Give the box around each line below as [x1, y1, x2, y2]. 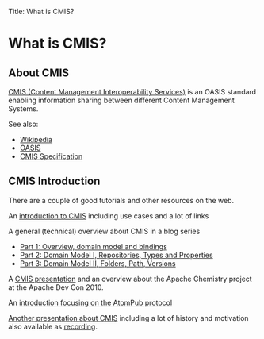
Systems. [8, 104, 39, 114]
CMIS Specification [19, 152, 83, 161]
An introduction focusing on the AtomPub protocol [8, 298, 173, 307]
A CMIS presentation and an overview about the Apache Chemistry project [8, 274, 252, 283]
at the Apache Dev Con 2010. [8, 282, 105, 292]
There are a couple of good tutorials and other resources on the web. [8, 195, 235, 205]
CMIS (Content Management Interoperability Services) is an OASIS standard [8, 87, 256, 96]
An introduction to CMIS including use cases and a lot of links [8, 210, 209, 221]
